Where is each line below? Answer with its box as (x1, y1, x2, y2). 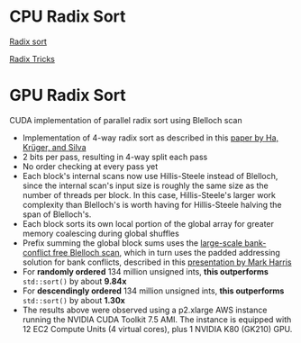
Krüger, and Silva (22, 141, 87, 152)
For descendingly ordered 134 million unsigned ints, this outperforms (22, 285, 285, 296)
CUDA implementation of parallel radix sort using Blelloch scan (9, 114, 242, 125)
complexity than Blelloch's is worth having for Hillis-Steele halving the (22, 199, 282, 210)
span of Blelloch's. (22, 209, 92, 220)
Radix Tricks (9, 53, 56, 64)
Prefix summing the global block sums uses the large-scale (22, 237, 243, 248)
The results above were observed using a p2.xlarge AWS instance (22, 304, 268, 315)
